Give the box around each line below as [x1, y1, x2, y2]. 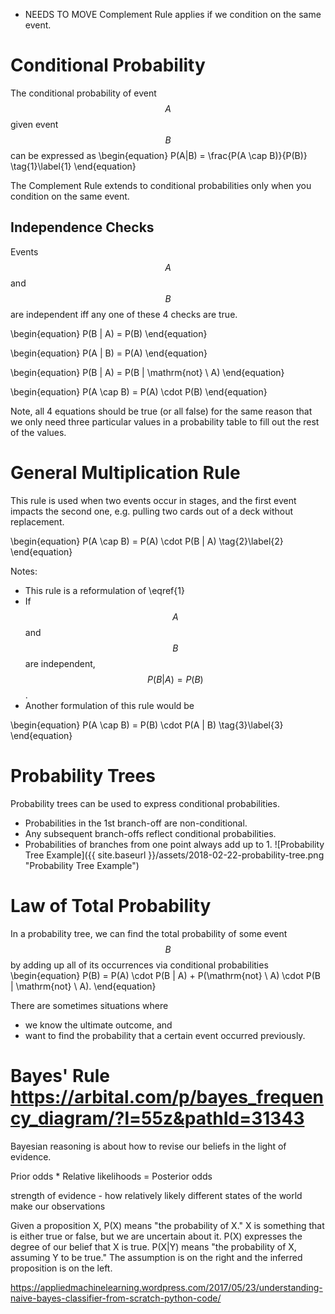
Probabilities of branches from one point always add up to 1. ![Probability [24, 838, 325, 850]
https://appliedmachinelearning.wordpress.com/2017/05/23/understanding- [10, 1281, 323, 1293]
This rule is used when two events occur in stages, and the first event [10, 494, 297, 506]
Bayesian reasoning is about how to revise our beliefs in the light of [10, 1140, 287, 1152]
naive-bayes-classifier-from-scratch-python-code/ [10, 1292, 222, 1304]
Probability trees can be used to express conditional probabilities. [10, 797, 280, 809]
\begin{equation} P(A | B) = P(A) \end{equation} [10, 347, 208, 359]
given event [10, 118, 59, 130]
